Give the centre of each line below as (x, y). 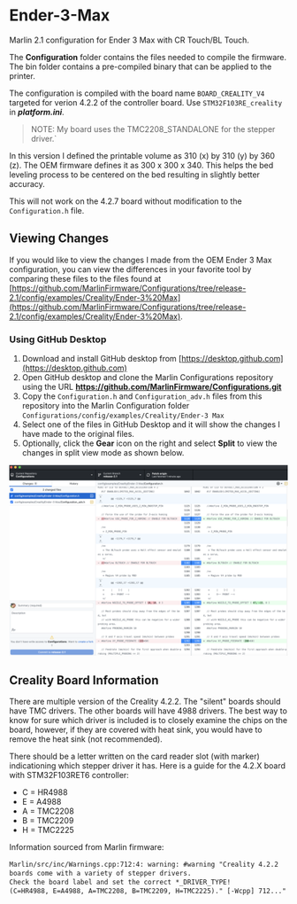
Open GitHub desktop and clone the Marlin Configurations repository (148, 378)
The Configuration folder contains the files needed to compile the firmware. (148, 57)
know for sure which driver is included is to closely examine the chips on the (148, 721)
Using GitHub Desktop (58, 339)
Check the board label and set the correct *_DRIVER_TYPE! (120, 883)
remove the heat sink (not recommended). (86, 739)
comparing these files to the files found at (85, 278)
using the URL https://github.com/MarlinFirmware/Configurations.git (152, 387)
